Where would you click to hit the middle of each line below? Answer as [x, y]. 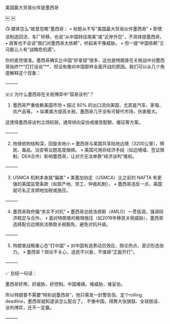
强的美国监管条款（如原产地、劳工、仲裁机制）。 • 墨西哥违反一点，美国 [87, 184]
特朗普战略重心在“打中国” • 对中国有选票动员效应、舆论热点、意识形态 [86, 245]
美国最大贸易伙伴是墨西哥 [32, 7]
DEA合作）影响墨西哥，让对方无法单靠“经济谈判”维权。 [79, 156]
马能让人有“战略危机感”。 [32, 49]
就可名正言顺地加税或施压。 [42, 190]
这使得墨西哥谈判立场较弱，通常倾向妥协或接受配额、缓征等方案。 [74, 122]
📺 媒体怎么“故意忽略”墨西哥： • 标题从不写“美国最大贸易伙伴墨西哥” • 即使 [84, 29]
